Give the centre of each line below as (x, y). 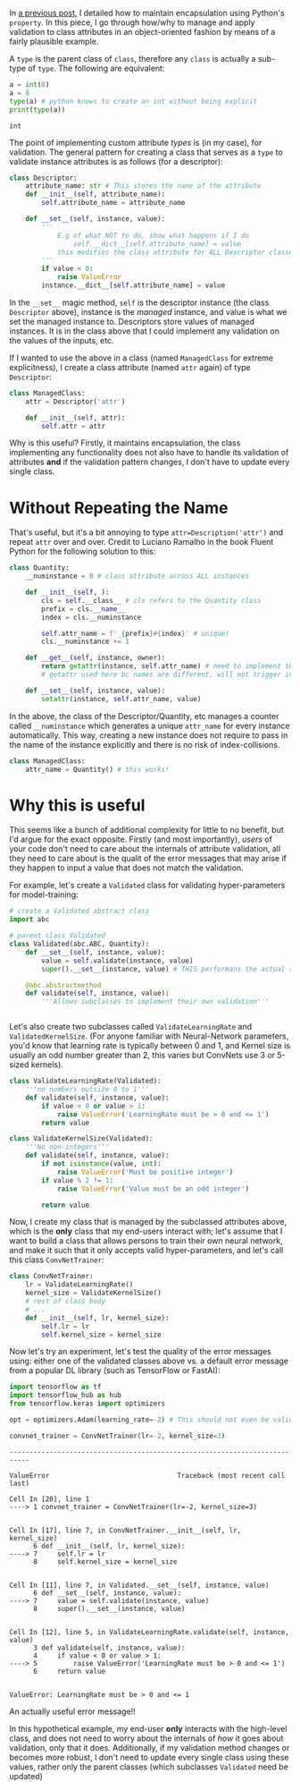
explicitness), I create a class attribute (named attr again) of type (130, 367)
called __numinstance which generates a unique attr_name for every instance (150, 725)
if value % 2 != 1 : (78, 1180)
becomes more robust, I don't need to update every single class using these (149, 1757)
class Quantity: (39, 568)
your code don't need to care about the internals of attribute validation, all (145, 849)
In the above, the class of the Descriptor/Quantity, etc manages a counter (144, 716)
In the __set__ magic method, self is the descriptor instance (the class (139, 302)
